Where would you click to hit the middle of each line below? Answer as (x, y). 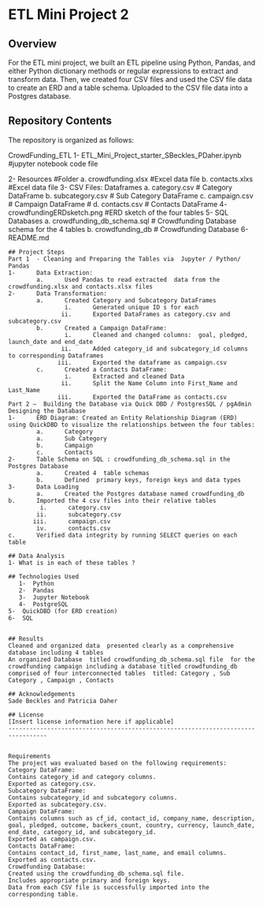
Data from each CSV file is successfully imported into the (109, 887)
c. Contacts (65, 452)
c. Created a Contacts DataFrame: (102, 369)
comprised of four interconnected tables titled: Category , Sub (119, 673)
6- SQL (21, 618)
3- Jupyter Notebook (54, 597)
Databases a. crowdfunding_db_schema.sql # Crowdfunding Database (122, 221)
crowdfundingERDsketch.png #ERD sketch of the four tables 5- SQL (119, 212)
